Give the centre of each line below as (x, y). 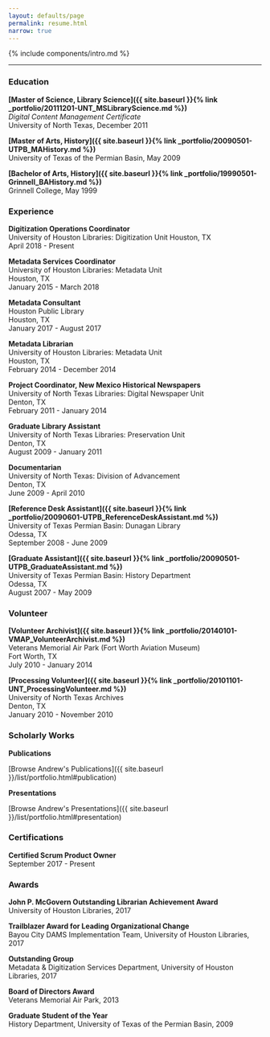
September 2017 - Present (52, 863)
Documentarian (35, 467)
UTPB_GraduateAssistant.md (58, 567)
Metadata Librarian (41, 343)
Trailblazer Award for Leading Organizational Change (99, 926)
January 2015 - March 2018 (54, 287)
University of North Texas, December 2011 (78, 125)
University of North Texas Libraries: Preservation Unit (97, 434)
